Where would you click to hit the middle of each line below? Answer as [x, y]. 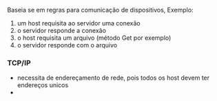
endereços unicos [43, 85]
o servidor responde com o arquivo [67, 45]
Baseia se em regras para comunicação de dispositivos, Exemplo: [101, 10]
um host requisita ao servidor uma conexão [79, 23]
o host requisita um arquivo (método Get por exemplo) [94, 38]
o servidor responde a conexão [62, 31]
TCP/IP [19, 63]
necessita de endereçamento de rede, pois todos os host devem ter [113, 78]
